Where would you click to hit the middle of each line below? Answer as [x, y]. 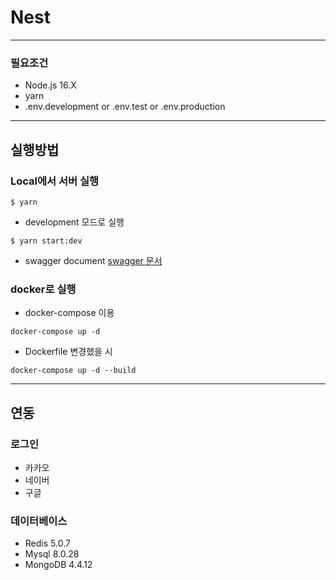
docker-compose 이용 [69, 313]
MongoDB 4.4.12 [58, 565]
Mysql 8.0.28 [52, 554]
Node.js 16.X [50, 85]
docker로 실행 [43, 289]
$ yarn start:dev [46, 241]
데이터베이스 [39, 521]
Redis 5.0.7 [47, 543]
